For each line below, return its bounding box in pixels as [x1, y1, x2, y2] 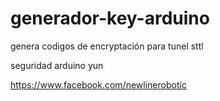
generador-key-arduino [10, 7, 210, 30]
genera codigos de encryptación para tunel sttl [10, 40, 204, 52]
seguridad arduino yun [10, 59, 104, 71]
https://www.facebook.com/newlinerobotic [10, 78, 187, 91]
